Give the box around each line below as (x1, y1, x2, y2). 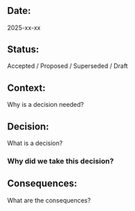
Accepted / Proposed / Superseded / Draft (7, 62, 128, 70)
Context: (7, 82, 46, 94)
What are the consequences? (7, 196, 91, 204)
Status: (7, 44, 39, 55)
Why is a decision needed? (7, 101, 84, 109)
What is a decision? (7, 139, 63, 147)
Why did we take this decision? (7, 156, 114, 166)
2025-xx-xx (7, 23, 41, 32)
